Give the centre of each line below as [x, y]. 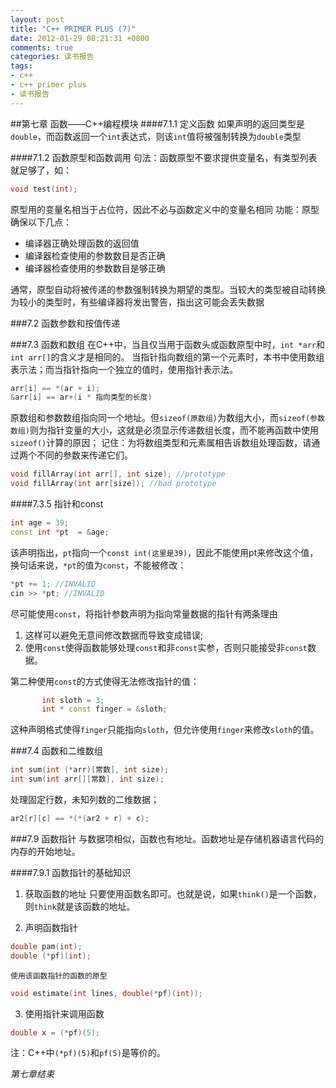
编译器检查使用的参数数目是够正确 [95, 268]
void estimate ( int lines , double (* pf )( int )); [106, 993]
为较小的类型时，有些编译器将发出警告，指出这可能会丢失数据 [137, 302]
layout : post [37, 19]
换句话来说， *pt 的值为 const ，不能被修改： [98, 565]
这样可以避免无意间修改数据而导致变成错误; [114, 635]
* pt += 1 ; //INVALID [53, 584]
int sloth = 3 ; [73, 700]
